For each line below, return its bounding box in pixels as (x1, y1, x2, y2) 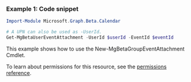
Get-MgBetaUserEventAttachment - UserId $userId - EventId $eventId (6, 34, 174, 40)
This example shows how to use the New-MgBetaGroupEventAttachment (6, 45, 185, 52)
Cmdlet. (6, 51, 26, 58)
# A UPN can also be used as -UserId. (6, 29, 102, 35)
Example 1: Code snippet (6, 5, 79, 13)
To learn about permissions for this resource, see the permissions (6, 63, 167, 70)
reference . (6, 69, 31, 76)
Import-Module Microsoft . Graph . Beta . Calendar (6, 18, 120, 24)
